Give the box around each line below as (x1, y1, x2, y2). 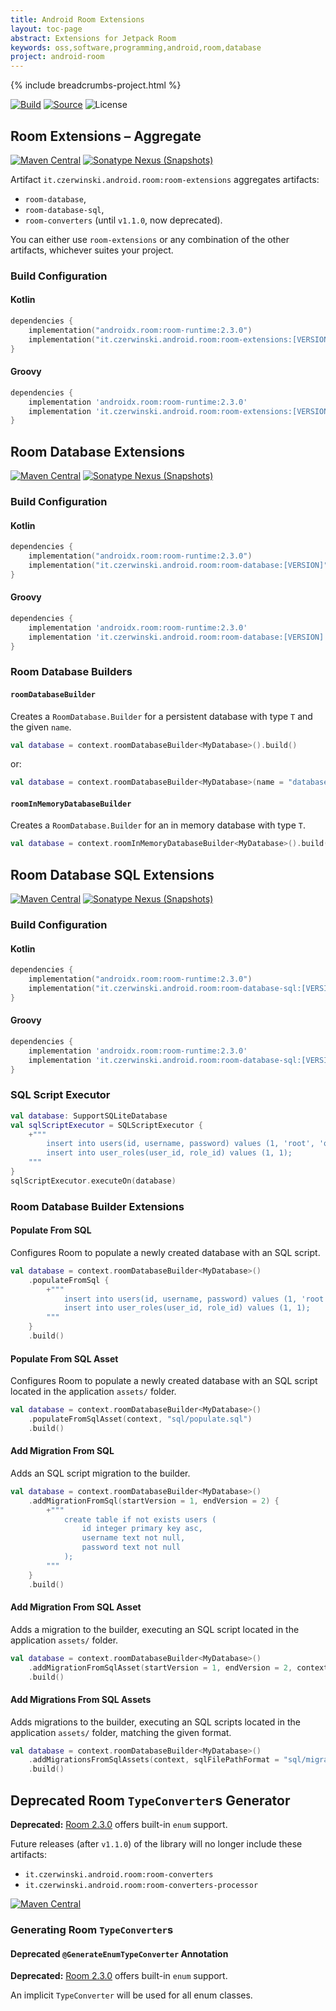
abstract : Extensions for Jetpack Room (10, 33, 177, 43)
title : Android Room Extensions (10, 14, 145, 25)
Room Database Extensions (10, 443, 186, 460)
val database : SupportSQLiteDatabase (10, 1111, 168, 1121)
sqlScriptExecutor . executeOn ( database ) (10, 1176, 177, 1186)
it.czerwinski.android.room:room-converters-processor (24, 1881, 259, 1891)
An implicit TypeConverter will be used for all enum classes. (10, 1989, 253, 2001)
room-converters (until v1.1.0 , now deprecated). (24, 214, 223, 226)
